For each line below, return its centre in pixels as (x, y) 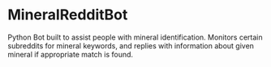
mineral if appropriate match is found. (71, 54)
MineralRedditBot (68, 15)
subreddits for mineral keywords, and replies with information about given (131, 45)
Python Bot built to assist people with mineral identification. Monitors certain (135, 37)
